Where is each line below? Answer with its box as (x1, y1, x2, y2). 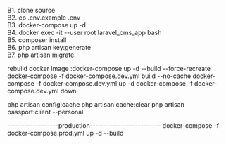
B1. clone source (7, 6, 56, 14)
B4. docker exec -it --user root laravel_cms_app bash (7, 28, 162, 37)
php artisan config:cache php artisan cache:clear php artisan (7, 100, 184, 108)
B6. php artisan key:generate (7, 44, 92, 51)
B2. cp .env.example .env (7, 13, 81, 22)
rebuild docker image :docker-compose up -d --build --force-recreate (7, 65, 211, 72)
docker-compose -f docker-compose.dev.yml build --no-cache (7, 72, 192, 80)
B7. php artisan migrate (7, 51, 75, 59)
